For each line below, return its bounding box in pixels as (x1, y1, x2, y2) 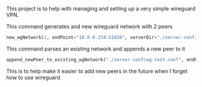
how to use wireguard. (6, 74, 62, 81)
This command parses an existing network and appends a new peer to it (6, 45, 185, 52)
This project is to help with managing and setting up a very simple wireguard (6, 5, 196, 12)
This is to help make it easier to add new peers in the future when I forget (6, 67, 188, 74)
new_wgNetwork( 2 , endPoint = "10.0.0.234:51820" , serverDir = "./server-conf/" (6, 35, 200, 41)
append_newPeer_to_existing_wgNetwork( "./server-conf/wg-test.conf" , (6, 57, 185, 63)
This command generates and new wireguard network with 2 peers (6, 23, 173, 30)
